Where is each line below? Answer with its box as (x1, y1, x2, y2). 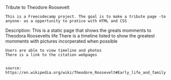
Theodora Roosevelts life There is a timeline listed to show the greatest (5, 33, 155, 38)
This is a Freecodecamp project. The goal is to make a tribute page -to (5, 14, 166, 19)
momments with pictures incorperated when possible (5, 38, 118, 44)
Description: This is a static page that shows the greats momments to (5, 27, 152, 33)
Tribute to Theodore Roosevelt (5, 5, 70, 10)
